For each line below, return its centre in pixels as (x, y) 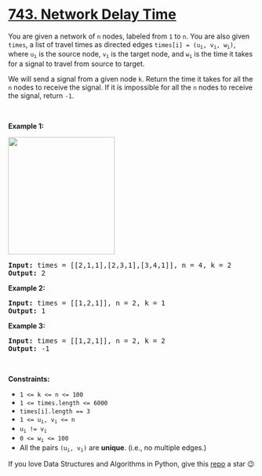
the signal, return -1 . (41, 95)
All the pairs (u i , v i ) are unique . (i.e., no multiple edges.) (113, 448)
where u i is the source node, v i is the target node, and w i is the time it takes (131, 55)
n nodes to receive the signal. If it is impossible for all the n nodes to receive (131, 87)
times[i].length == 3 (55, 411)
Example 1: (26, 126)
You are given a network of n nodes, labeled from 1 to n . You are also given (129, 36)
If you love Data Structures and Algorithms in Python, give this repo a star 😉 (131, 464)
